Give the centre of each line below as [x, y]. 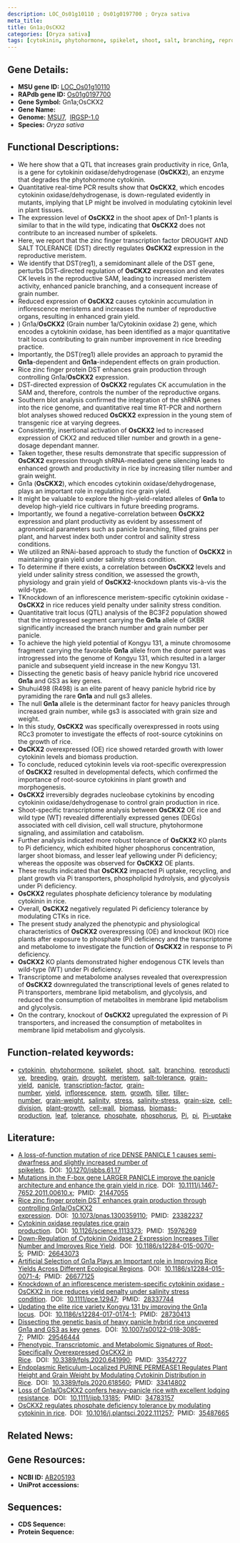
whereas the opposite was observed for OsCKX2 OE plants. [106, 863]
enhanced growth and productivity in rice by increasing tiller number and [125, 468]
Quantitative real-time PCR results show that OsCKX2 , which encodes [121, 187]
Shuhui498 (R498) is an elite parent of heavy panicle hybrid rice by [117, 688]
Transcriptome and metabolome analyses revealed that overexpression [122, 977]
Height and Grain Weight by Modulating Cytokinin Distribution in [112, 1375]
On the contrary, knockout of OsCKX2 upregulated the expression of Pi [123, 1015]
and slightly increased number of [100, 1163]
